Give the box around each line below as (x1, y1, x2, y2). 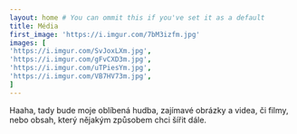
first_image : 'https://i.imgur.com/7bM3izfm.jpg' (9, 30, 201, 39)
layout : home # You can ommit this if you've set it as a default (9, 13, 265, 22)
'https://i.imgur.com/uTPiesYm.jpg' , (9, 64, 152, 73)
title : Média (9, 22, 59, 31)
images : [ (9, 38, 47, 48)
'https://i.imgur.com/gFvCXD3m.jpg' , (9, 55, 152, 64)
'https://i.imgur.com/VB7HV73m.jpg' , (9, 72, 152, 81)
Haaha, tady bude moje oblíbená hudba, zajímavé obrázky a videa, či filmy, (9, 104, 289, 115)
